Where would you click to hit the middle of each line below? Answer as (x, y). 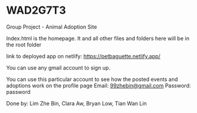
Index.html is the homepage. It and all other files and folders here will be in (98, 38)
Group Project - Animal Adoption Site (52, 27)
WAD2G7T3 (36, 10)
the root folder (24, 45)
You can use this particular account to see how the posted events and (92, 79)
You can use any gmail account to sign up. (58, 68)
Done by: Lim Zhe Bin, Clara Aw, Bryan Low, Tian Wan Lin (77, 103)
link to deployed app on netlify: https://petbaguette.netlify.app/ (83, 56)
